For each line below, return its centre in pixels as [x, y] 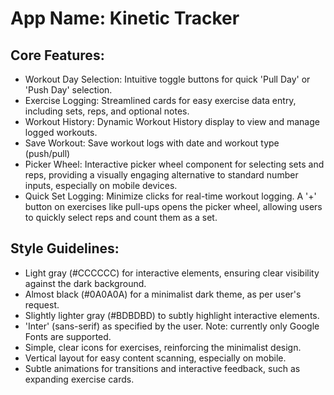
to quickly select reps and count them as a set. [121, 217]
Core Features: [57, 55]
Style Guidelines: [65, 248]
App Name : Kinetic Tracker [125, 18]
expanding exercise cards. [79, 379]
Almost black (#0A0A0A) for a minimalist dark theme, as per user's [163, 294]
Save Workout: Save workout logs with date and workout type [152, 143]
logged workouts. [61, 132]
